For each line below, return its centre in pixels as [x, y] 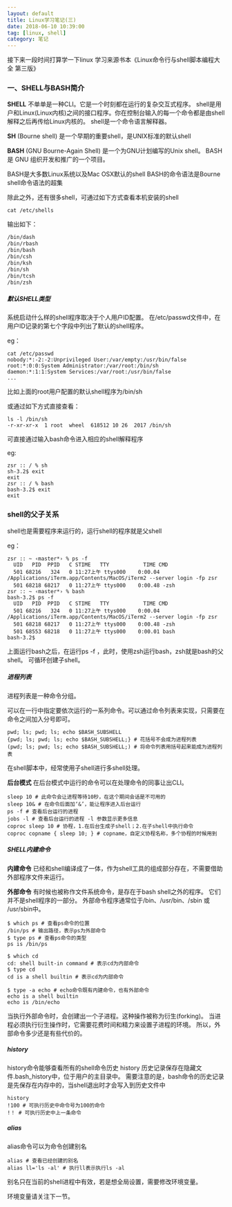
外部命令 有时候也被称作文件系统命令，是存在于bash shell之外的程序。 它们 [114, 891]
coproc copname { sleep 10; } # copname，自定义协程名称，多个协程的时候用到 [112, 833]
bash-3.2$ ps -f [30, 597]
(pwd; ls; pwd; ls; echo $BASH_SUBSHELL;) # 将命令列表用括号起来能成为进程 [112, 746]
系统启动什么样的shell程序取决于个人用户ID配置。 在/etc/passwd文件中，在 [114, 318]
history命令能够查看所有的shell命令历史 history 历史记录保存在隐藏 [101, 1068]
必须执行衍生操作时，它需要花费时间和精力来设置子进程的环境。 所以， [114, 1024]
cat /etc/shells [30, 211]
